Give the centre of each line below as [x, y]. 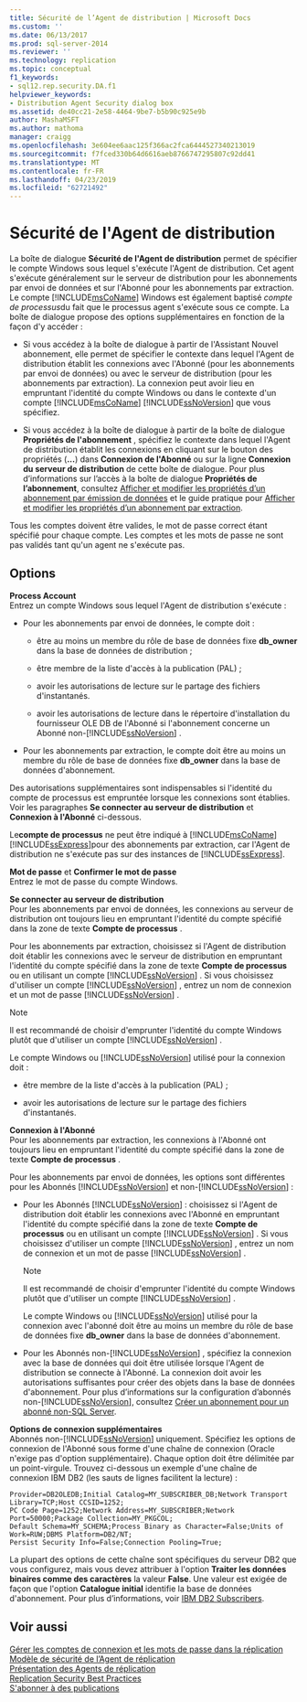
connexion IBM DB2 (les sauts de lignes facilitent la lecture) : [123, 1477]
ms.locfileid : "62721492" [58, 188]
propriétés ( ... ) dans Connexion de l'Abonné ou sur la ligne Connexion [157, 459]
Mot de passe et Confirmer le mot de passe [93, 872]
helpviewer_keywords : [51, 94]
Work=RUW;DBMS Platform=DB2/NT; [71, 1534]
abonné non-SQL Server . [69, 1411]
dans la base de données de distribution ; [114, 650]
